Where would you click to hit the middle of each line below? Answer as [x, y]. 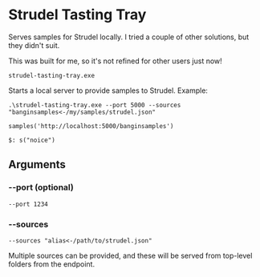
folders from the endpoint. [51, 264]
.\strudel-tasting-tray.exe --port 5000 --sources [95, 105]
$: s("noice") [32, 140]
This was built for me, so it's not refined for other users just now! [115, 61]
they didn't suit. [34, 45]
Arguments [37, 165]
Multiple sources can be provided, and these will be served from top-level [130, 255]
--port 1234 [28, 204]
